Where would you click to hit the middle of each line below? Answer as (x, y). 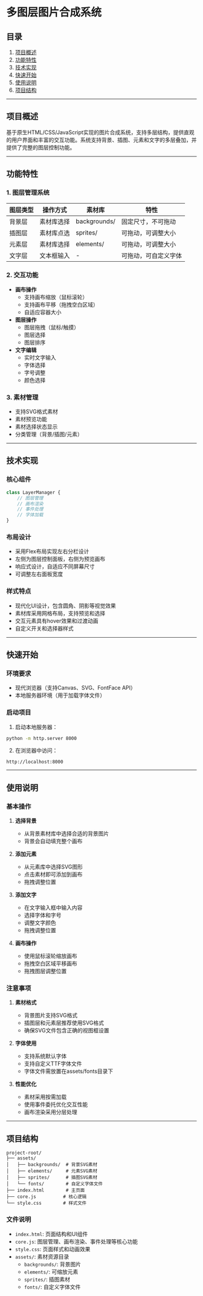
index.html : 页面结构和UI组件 (51, 1234)
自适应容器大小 (43, 312)
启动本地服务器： (36, 727)
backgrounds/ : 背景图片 (53, 1264)
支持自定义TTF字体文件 (53, 1064)
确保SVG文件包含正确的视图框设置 (67, 1031)
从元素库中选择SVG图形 (53, 867)
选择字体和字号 (43, 915)
